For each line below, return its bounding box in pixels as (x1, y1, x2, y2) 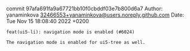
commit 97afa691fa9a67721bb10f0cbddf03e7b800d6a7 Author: (6, 5, 163, 12)
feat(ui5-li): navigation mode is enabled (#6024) (6, 29, 135, 35)
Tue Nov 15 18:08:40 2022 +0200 (6, 18, 90, 24)
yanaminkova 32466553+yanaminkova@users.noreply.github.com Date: (6, 11, 184, 18)
